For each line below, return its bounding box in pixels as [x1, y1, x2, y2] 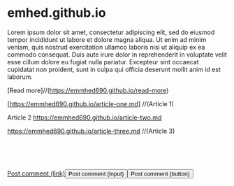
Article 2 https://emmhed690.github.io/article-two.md [7, 113, 162, 122]
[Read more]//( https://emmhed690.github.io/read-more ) [7, 86, 169, 94]
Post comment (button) [130, 170, 190, 178]
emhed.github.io [7, 5, 106, 21]
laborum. [7, 72, 34, 81]
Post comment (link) [7, 169, 65, 178]
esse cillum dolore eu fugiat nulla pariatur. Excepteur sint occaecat [7, 57, 199, 66]
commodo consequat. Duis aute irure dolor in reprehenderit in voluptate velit [7, 50, 227, 59]
